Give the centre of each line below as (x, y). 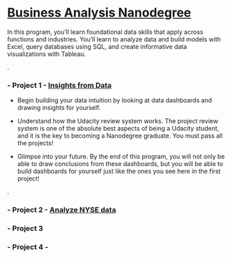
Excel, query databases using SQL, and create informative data (97, 46)
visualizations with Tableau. (47, 54)
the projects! (35, 143)
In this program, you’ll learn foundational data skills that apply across (105, 32)
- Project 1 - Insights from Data (60, 85)
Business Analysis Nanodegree (99, 13)
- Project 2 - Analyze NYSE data (62, 210)
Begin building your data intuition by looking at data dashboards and (115, 100)
